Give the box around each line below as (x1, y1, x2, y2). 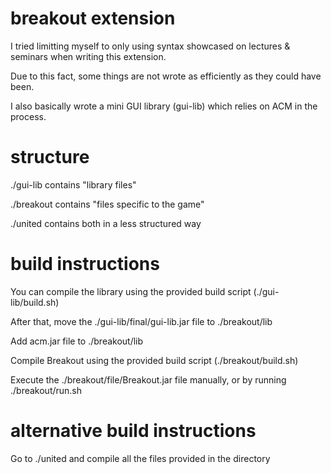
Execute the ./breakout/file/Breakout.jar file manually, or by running (10, 373, 287, 386)
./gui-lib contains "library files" (10, 178, 137, 191)
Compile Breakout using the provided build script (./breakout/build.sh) (10, 354, 299, 366)
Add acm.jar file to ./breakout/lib (10, 335, 144, 347)
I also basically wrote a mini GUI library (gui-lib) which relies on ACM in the (10, 100, 318, 112)
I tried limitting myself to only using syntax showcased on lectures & (10, 40, 291, 52)
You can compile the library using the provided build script (10, 285, 252, 297)
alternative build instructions (10, 420, 257, 442)
